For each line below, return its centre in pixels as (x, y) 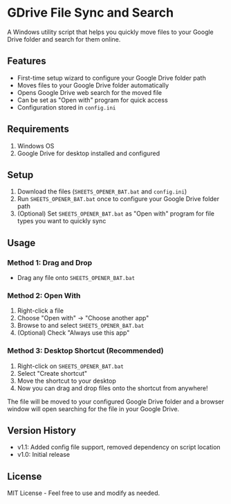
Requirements (38, 129)
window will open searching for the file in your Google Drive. (93, 409)
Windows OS (36, 146)
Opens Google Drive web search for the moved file (90, 92)
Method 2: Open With (44, 295)
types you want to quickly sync (62, 221)
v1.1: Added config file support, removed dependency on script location (119, 447)
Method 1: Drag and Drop (50, 263)
